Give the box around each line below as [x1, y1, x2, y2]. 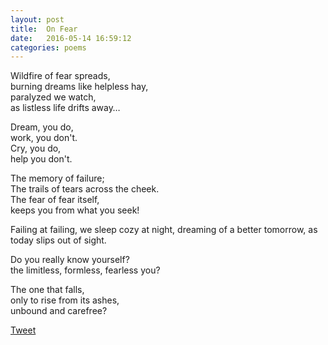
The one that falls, [10, 284, 85, 296]
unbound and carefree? [10, 305, 108, 317]
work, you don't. [10, 132, 78, 144]
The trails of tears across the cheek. [10, 183, 160, 195]
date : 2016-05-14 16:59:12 [10, 33, 132, 43]
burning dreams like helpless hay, [10, 81, 149, 93]
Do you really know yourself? [10, 254, 130, 266]
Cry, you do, [10, 142, 62, 155]
